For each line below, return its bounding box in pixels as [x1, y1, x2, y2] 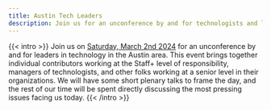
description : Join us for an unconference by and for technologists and [8, 19, 258, 27]
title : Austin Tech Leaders [8, 11, 103, 20]
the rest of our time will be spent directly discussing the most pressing [8, 84, 242, 93]
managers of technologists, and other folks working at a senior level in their [8, 67, 260, 76]
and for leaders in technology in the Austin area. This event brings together [8, 50, 258, 59]
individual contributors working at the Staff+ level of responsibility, [8, 58, 230, 68]
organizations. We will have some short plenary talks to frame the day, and [8, 75, 256, 85]
